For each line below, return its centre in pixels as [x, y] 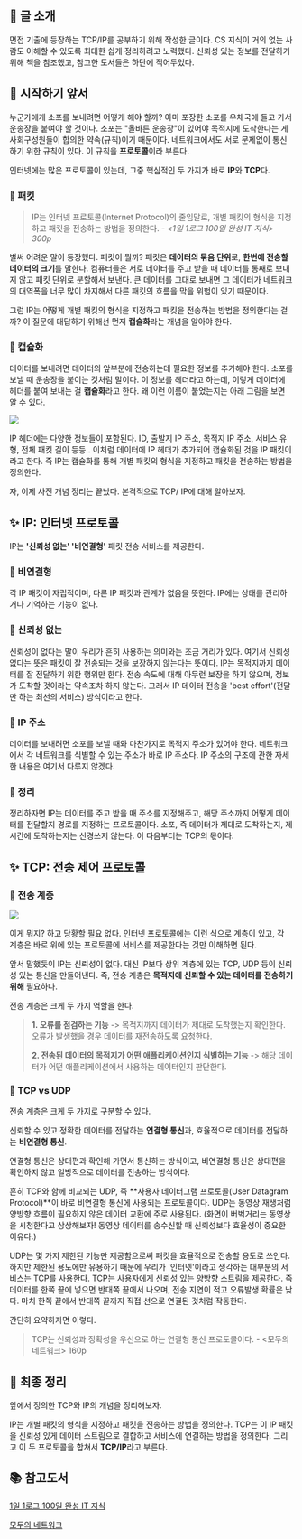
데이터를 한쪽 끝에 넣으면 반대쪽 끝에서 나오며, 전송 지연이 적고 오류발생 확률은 [146, 1290]
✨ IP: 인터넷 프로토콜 [64, 522]
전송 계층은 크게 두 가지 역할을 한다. [72, 1005]
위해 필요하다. [34, 986]
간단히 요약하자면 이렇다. [53, 1320]
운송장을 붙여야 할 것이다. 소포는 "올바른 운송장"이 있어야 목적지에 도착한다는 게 [149, 128]
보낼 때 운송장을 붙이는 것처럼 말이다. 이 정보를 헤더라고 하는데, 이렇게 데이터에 [147, 380]
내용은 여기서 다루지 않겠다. [67, 766]
